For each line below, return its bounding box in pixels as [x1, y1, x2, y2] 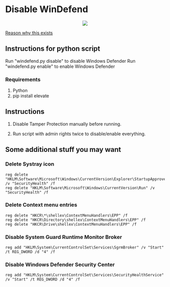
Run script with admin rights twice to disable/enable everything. [12, 131, 146, 137]
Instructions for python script [5, 45, 100, 53]
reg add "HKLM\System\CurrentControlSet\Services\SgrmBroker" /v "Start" [5, 245, 164, 250]
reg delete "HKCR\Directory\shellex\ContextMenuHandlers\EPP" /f [5, 217, 146, 222]
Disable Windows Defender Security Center [5, 261, 115, 268]
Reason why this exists [5, 29, 53, 36]
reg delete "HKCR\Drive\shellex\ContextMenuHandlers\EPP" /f [5, 222, 137, 227]
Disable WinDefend [5, 4, 89, 15]
